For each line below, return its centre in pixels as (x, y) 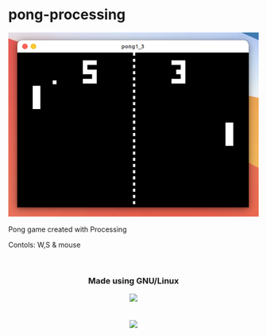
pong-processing (67, 15)
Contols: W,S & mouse (44, 244)
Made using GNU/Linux (133, 280)
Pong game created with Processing (68, 229)
